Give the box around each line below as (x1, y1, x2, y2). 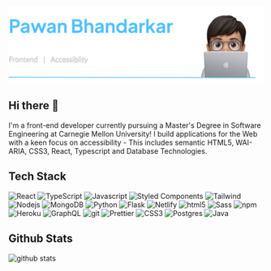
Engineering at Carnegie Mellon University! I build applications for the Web (8, 129, 258, 138)
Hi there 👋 (8, 99, 59, 112)
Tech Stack (8, 170, 67, 184)
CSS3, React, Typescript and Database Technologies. (28, 146, 208, 155)
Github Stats (8, 232, 73, 246)
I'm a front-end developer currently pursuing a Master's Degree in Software (8, 120, 261, 130)
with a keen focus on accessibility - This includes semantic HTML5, (8, 138, 234, 147)
